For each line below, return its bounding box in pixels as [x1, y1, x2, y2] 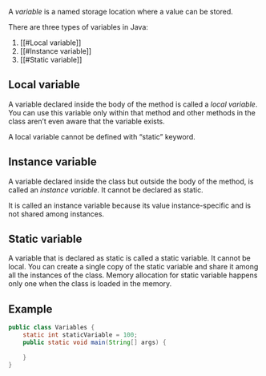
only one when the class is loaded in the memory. [8, 279, 172, 289]
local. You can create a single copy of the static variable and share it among [8, 262, 259, 272]
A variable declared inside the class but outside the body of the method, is [8, 176, 254, 186]
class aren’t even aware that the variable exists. [8, 116, 166, 126]
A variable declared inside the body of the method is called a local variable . [8, 99, 258, 109]
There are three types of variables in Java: [8, 22, 148, 31]
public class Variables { [8, 324, 95, 332]
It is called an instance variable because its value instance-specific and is [8, 200, 251, 210]
